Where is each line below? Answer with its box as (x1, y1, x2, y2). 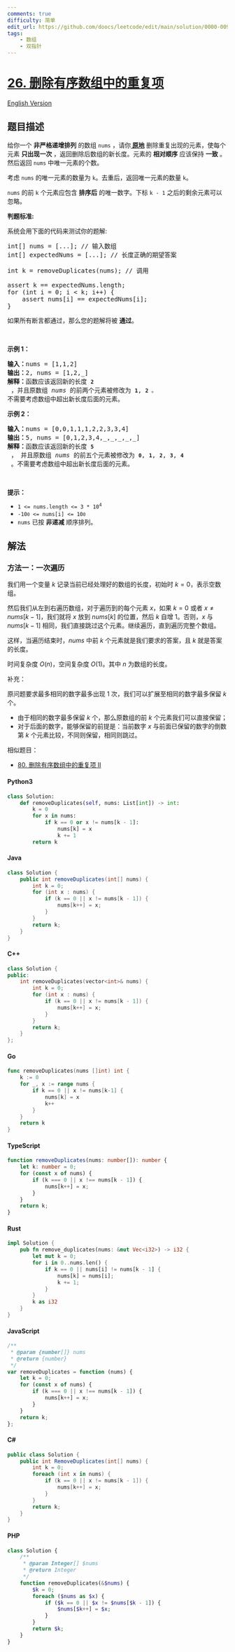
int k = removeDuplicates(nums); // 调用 (7, 266, 149, 274)
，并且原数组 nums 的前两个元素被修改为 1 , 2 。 (10, 386, 157, 394)
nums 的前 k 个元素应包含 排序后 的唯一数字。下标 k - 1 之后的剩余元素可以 (7, 188, 222, 196)
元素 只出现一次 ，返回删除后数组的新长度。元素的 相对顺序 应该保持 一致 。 (7, 149, 226, 158)
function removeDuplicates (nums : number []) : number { (7, 1157, 168, 1164)
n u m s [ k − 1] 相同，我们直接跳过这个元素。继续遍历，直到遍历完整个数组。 (7, 621, 220, 630)
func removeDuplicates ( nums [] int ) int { (7, 1067, 130, 1075)
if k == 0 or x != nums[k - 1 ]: (44, 819, 139, 826)
